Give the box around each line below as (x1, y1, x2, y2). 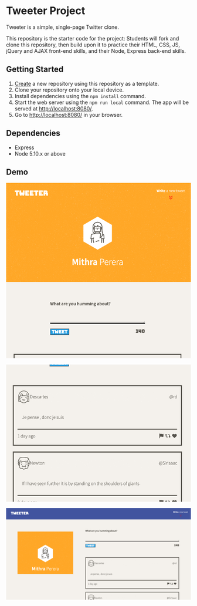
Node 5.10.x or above (14, 150, 66, 157)
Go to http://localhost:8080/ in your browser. (14, 111, 123, 118)
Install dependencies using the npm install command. (14, 92, 147, 99)
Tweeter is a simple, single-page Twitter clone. (6, 23, 119, 31)
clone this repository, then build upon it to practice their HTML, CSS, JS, (6, 41, 181, 48)
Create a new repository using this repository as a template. (14, 80, 159, 87)
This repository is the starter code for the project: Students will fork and (6, 35, 179, 42)
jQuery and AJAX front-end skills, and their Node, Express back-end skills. (6, 47, 186, 54)
